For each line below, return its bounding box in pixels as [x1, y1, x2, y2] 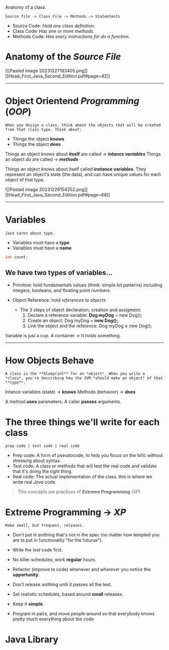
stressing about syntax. [12, 457, 61, 464]
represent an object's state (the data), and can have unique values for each [5, 171, 161, 177]
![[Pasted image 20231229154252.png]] [5, 186, 88, 193]
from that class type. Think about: [5, 127, 82, 132]
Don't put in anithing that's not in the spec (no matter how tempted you [12, 532, 160, 538]
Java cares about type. [5, 231, 55, 236]
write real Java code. [12, 479, 57, 485]
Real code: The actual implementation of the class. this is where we [12, 474, 152, 480]
